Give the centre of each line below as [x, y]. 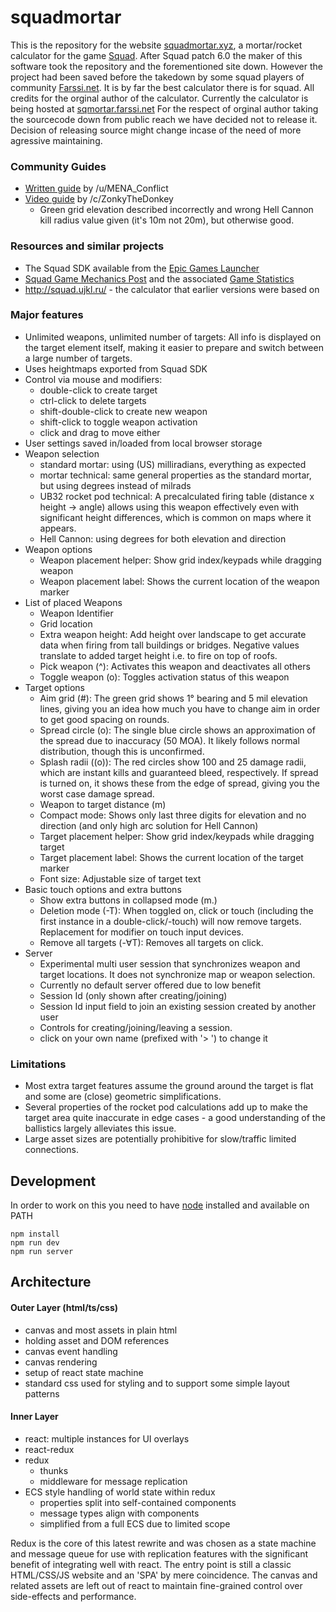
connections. [51, 1150]
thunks [54, 1470]
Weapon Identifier [76, 613]
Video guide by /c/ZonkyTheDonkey [99, 199]
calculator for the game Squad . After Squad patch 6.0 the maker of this [156, 55]
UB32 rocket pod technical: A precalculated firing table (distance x [177, 496]
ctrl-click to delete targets [93, 400]
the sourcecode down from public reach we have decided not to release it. [164, 119]
